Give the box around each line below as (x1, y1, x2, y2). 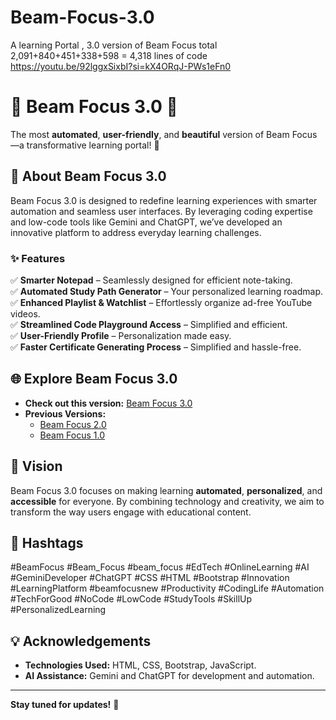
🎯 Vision (10, 458, 63, 475)
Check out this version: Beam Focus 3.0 (24, 397, 193, 409)
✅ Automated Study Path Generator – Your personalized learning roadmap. (10, 285, 323, 297)
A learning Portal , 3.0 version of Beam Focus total (10, 39, 218, 51)
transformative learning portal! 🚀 (26, 139, 160, 151)
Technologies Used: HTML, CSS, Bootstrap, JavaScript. (24, 659, 257, 671)
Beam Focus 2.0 (39, 418, 107, 430)
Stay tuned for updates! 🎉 (10, 699, 120, 711)
